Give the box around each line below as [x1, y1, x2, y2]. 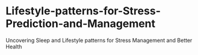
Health [5, 43, 22, 50]
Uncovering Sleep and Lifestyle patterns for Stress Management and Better [5, 36, 193, 44]
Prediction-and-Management [5, 17, 156, 30]
